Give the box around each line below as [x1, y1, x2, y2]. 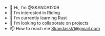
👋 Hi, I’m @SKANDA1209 [9, 5, 60, 10]
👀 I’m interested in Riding [9, 10, 60, 16]
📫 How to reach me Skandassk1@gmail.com [9, 26, 100, 31]
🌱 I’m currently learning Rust [9, 15, 67, 20]
